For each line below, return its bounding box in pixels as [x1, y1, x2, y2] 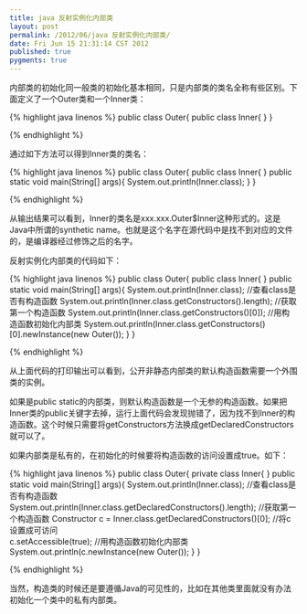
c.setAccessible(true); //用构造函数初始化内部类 [9, 536, 189, 546]
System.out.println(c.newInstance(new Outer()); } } [9, 546, 201, 557]
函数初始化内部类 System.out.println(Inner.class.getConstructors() [16, 319, 266, 329]
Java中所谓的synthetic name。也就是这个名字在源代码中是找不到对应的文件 [9, 225, 294, 235]
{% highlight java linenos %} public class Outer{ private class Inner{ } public [9, 468, 296, 479]
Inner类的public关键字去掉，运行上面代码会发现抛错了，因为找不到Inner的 [9, 408, 288, 418]
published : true [9, 48, 71, 57]
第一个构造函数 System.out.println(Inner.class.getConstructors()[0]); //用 [9, 307, 282, 318]
